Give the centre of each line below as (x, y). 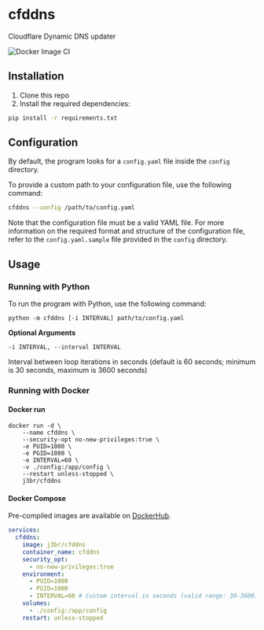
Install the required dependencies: (75, 103)
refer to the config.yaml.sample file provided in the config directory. (118, 239)
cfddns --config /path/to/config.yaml (71, 208)
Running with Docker (49, 390)
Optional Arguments (42, 333)
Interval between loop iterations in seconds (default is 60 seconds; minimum (132, 362)
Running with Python (49, 286)
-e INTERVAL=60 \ (51, 461)
